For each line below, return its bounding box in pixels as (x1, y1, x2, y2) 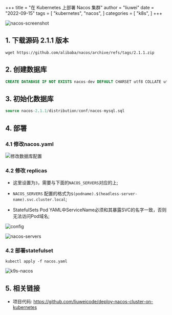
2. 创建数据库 (5, 65, 47, 74)
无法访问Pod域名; (12, 213, 50, 219)
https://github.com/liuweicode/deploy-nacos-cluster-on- (33, 299, 154, 305)
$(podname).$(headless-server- (71, 191, 138, 197)
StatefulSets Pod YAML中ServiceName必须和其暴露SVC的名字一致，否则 (12, 207, 167, 213)
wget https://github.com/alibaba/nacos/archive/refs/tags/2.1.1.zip (5, 50, 155, 55)
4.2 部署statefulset (5, 247, 54, 254)
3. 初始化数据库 (5, 94, 54, 103)
